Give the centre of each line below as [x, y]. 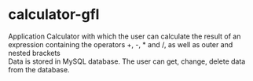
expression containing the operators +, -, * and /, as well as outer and [121, 44]
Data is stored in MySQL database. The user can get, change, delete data [127, 61]
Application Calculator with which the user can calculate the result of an [125, 36]
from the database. [39, 69]
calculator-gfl [54, 15]
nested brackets [35, 53]
